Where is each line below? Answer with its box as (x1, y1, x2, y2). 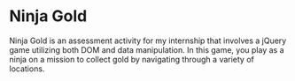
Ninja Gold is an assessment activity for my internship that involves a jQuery (9, 35, 287, 46)
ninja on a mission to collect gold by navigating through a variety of (9, 54, 254, 64)
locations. (9, 63, 45, 74)
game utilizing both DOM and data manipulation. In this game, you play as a (9, 44, 285, 55)
